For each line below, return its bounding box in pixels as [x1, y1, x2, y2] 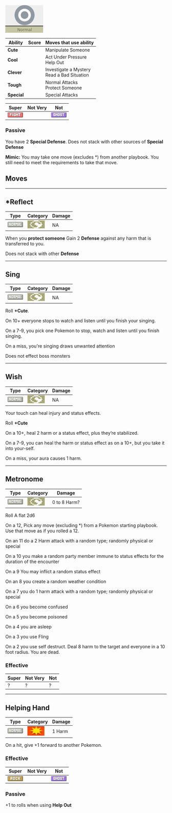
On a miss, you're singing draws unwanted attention [5, 343, 115, 349]
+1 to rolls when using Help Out [5, 802, 72, 808]
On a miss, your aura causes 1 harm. [5, 455, 82, 461]
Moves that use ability [45, 39, 94, 46]
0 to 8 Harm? [52, 499, 80, 505]
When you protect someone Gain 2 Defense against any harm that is [5, 235, 152, 241]
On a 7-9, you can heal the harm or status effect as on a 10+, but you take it [5, 439, 165, 446]
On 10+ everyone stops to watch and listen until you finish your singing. [5, 317, 156, 323]
